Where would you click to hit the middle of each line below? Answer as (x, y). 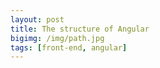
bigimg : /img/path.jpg (57, 38)
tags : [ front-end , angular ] (69, 47)
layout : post (37, 19)
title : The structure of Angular (80, 29)
